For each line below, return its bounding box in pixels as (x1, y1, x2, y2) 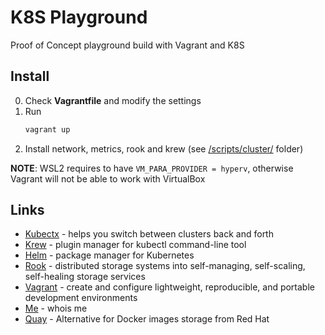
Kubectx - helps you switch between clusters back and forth (24, 228, 274, 240)
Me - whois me (24, 302, 88, 315)
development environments (24, 292, 138, 304)
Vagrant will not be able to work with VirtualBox (10, 172, 206, 185)
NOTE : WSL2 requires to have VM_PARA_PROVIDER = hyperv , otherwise (10, 162, 294, 174)
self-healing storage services (24, 271, 146, 283)
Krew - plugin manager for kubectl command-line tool (24, 239, 247, 251)
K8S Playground (10, 6, 148, 29)
